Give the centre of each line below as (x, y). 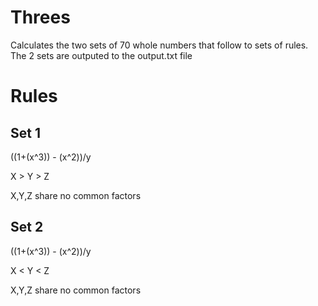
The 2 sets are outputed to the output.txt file (101, 55)
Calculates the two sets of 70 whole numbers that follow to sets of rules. (159, 45)
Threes (40, 17)
